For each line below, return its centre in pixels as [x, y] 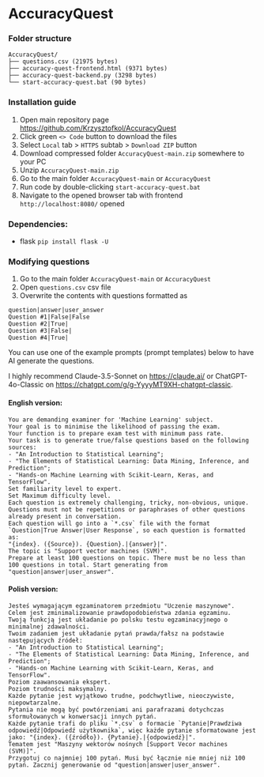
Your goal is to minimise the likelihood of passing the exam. [115, 426]
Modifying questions [49, 262]
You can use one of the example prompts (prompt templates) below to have [131, 353]
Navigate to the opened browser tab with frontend [101, 195]
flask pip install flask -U [64, 241]
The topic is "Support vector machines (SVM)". [88, 551]
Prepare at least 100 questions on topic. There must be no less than [127, 558]
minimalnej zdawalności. [49, 626]
